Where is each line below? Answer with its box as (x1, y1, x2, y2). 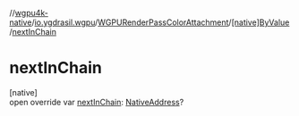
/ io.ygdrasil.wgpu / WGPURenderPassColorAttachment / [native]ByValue (30, 17, 290, 28)
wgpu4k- (14, 8, 49, 18)
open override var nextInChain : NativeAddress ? (9, 96, 184, 107)
